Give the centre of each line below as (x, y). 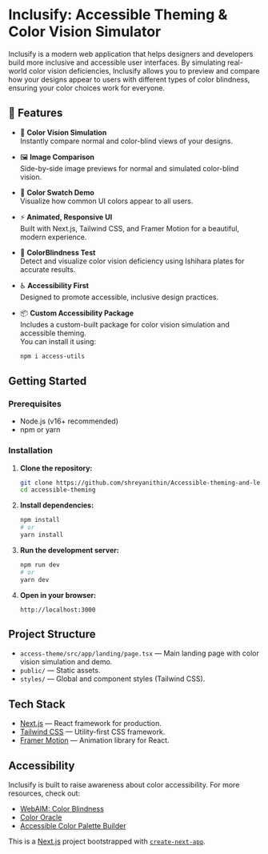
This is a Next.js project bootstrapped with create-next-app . (107, 841)
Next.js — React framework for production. (90, 724)
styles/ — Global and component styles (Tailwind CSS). (112, 679)
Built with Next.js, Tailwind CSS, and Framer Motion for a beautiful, (130, 228)
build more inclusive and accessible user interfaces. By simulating (117, 62)
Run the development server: (70, 550)
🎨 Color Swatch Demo (57, 192)
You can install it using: (58, 341)
